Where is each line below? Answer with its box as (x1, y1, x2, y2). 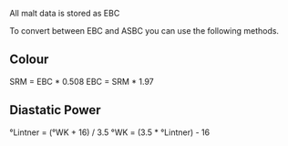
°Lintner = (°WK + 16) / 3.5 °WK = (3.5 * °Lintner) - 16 (9, 127, 211, 138)
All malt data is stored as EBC (9, 8, 120, 18)
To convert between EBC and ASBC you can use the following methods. (9, 26, 280, 36)
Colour (9, 52, 49, 68)
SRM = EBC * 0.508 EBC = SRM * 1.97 (9, 76, 154, 87)
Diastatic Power (9, 102, 102, 118)
